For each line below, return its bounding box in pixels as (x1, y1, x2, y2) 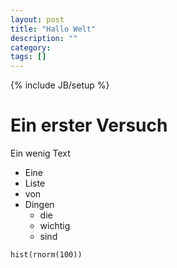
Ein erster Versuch (10, 114, 168, 137)
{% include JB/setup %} (10, 79, 110, 91)
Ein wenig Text (10, 147, 71, 160)
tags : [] (10, 52, 47, 62)
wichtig (39, 220, 71, 232)
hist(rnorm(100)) (10, 250, 83, 260)
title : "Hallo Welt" (10, 24, 97, 34)
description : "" (10, 33, 78, 43)
